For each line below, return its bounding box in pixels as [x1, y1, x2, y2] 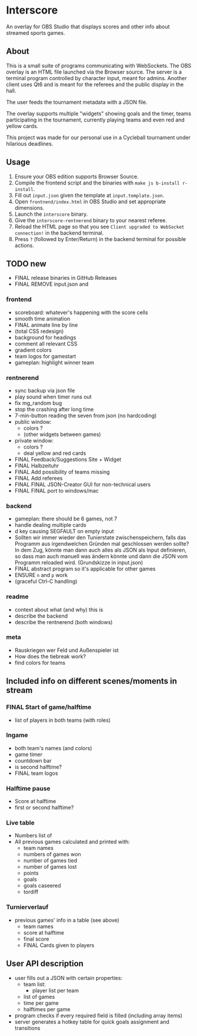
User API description [6, 959, 84, 969]
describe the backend [14, 612, 68, 619]
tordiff [23, 888, 39, 896]
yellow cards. [6, 122, 39, 130]
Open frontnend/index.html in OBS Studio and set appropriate [14, 198, 166, 205]
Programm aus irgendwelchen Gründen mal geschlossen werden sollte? [14, 540, 189, 547]
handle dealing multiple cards [14, 522, 86, 529]
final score [23, 935, 49, 942]
